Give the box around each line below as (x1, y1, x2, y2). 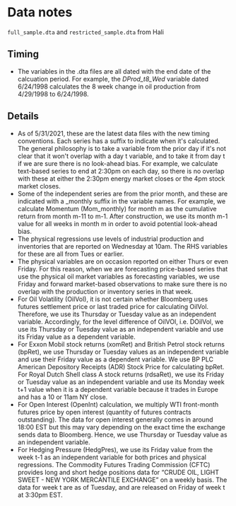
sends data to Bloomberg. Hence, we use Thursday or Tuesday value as (17, 430, 228, 439)
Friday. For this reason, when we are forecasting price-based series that (17, 264, 228, 273)
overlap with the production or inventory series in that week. (17, 287, 194, 296)
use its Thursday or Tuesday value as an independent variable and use (17, 325, 224, 333)
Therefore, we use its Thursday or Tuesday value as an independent (17, 310, 217, 318)
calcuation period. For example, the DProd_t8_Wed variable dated (17, 74, 209, 83)
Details (7, 111, 39, 123)
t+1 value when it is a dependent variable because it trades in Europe (17, 385, 219, 393)
